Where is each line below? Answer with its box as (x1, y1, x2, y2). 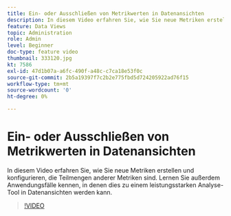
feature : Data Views (7, 23, 67, 30)
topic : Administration (7, 29, 72, 36)
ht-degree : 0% (7, 94, 48, 100)
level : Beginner (7, 42, 54, 49)
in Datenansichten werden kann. (21, 188, 112, 196)
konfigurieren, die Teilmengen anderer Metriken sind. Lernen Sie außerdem (7, 173, 220, 182)
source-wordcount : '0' (7, 87, 72, 94)
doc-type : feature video (7, 49, 78, 56)
